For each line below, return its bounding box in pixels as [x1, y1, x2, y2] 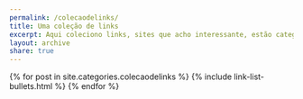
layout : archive [9, 38, 70, 48]
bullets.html [9, 81, 53, 92]
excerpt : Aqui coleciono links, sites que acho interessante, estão [9, 30, 272, 39]
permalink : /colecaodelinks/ [9, 13, 119, 22]
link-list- [234, 71, 264, 82]
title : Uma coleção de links [9, 22, 119, 31]
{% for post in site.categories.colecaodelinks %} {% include [9, 71, 233, 82]
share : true [9, 47, 54, 56]
